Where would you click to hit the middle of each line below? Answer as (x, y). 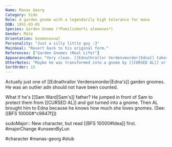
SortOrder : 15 (20, 67)
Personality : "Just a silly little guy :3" (52, 44)
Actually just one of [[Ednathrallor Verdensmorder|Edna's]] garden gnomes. (85, 82)
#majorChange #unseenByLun (38, 129)
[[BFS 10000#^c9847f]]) (31, 114)
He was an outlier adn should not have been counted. (62, 87)
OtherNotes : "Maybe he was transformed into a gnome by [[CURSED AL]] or (86, 62)
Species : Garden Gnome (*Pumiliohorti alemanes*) (59, 29)
